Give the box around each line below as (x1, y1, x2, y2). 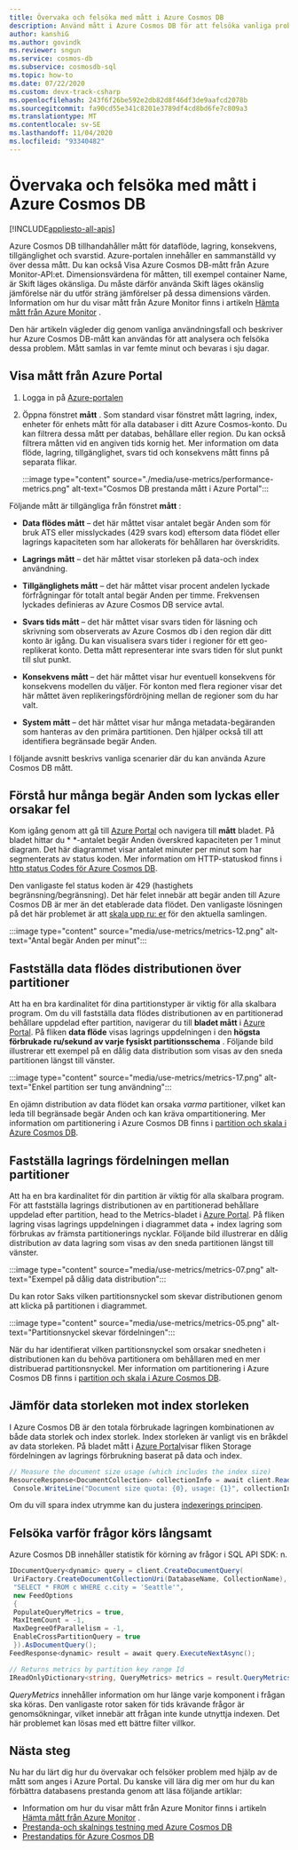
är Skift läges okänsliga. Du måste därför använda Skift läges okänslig (9, 278, 264, 289)
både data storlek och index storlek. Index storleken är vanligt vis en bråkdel (9, 1431, 288, 1441)
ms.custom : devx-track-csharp (9, 87, 122, 96)
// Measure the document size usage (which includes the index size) (9, 1467, 272, 1476)
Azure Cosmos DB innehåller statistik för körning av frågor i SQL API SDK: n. (9, 1549, 288, 1560)
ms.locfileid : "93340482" (9, 137, 105, 146)
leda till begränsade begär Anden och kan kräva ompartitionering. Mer (9, 1108, 266, 1119)
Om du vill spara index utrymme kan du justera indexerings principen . (9, 1500, 263, 1511)
